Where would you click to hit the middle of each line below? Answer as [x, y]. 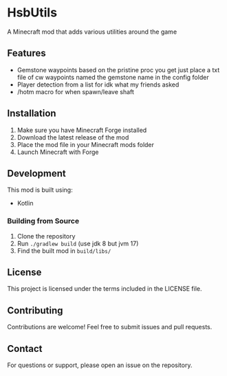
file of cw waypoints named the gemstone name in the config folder [113, 77]
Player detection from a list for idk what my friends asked [98, 85]
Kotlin [25, 203]
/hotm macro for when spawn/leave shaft [75, 91]
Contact [25, 349]
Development [37, 173]
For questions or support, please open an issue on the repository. [100, 365]
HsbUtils [32, 13]
